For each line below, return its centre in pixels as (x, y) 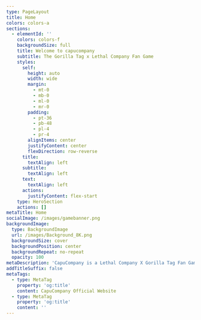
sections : (19, 29)
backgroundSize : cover (40, 241)
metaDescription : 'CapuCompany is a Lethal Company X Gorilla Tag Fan (96, 263)
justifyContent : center (57, 146)
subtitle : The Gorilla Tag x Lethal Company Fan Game (85, 56)
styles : (26, 62)
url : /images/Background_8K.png (52, 235)
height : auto (44, 73)
